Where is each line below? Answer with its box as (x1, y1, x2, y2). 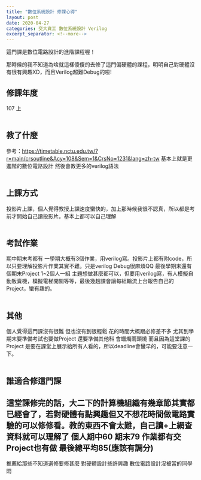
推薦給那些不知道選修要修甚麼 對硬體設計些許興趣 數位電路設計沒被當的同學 (6, 460, 193, 467)
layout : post (6, 14, 39, 20)
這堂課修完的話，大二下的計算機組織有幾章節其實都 (6, 398, 195, 408)
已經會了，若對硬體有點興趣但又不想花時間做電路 (6, 409, 187, 419)
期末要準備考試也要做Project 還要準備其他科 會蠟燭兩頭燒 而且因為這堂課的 (6, 335, 191, 342)
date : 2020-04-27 (6, 20, 50, 26)
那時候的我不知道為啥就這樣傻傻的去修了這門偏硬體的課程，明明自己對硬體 (6, 61, 190, 68)
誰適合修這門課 (6, 376, 62, 386)
